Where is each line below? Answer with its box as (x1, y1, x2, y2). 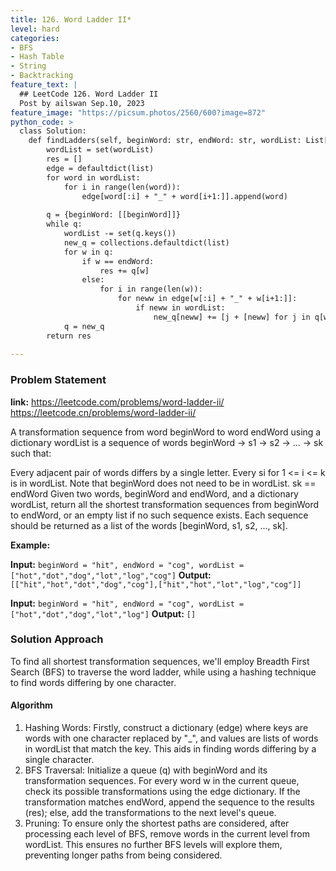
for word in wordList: (46, 172, 141, 183)
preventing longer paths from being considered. (24, 849, 223, 861)
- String (10, 61, 47, 71)
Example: (10, 539, 51, 551)
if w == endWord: (81, 256, 155, 266)
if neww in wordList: (135, 303, 226, 313)
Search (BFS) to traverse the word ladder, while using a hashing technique (10, 666, 317, 678)
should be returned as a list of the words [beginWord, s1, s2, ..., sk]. (10, 519, 288, 531)
